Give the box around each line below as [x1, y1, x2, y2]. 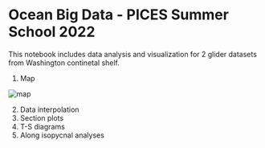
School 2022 [8, 23, 96, 41]
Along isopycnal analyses [19, 130, 104, 140]
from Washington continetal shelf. [8, 58, 120, 68]
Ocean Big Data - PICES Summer [8, 6, 229, 24]
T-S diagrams [19, 121, 66, 131]
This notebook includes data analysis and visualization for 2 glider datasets [8, 49, 257, 59]
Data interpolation [19, 105, 79, 114]
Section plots [19, 113, 64, 122]
